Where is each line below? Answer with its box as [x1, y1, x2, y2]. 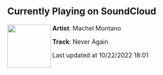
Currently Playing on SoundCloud [7, 6, 157, 17]
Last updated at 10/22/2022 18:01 [52, 51, 149, 59]
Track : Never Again [52, 37, 108, 46]
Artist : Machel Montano [52, 24, 122, 32]
